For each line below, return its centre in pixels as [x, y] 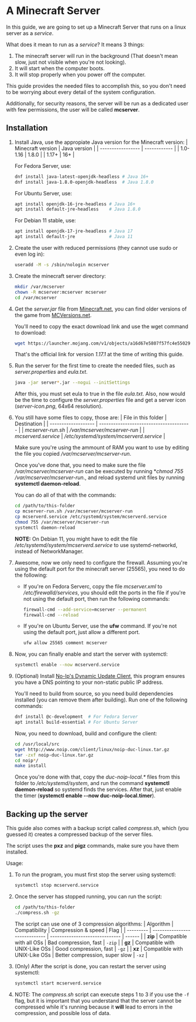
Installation [27, 128]
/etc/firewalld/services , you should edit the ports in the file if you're [104, 593]
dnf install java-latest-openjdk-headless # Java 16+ [81, 177]
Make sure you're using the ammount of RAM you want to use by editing [102, 448]
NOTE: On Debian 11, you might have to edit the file [76, 539]
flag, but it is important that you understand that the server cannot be [98, 1000]
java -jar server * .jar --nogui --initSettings [72, 383]
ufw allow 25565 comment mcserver [65, 643]
